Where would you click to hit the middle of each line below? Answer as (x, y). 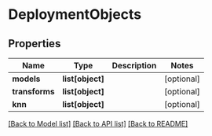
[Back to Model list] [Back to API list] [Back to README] (98, 124)
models (26, 79)
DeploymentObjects (75, 15)
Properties (35, 44)
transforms (33, 92)
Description (134, 66)
